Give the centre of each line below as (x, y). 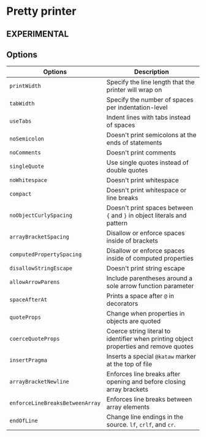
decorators (122, 303)
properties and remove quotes (150, 346)
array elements (128, 407)
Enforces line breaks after (143, 374)
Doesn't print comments (141, 153)
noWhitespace (29, 180)
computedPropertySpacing (46, 255)
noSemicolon (27, 139)
